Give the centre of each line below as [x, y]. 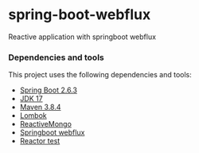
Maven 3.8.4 [40, 107]
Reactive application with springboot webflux [82, 37]
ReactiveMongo [45, 124]
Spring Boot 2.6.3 [49, 90]
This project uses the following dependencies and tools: [100, 75]
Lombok [33, 116]
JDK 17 [31, 99]
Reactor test [40, 141]
